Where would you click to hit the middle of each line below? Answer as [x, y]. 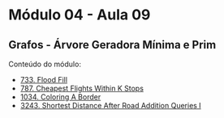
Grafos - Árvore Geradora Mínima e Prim [112, 45]
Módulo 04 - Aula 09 [80, 15]
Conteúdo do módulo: [45, 64]
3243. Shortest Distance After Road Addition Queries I [110, 105]
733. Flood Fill [43, 80]
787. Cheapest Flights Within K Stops [82, 88]
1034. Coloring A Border [60, 97]
